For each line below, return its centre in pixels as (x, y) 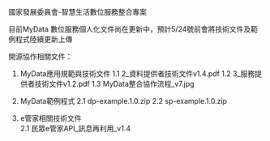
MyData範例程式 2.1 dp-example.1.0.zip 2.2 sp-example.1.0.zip (124, 101)
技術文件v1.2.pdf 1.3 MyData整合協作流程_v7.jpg (114, 84)
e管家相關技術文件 (51, 118)
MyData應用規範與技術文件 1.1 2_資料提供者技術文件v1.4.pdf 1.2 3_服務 (137, 74)
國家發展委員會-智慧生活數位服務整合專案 (78, 12)
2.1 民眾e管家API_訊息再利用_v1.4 (75, 128)
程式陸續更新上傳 (44, 39)
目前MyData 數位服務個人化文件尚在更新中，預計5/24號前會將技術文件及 (130, 29)
